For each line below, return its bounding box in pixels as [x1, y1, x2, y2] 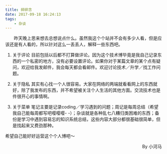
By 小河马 [142, 144, 162, 150]
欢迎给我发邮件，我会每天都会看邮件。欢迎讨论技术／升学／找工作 [21, 64, 157, 70]
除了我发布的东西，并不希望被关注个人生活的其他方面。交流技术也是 [21, 87, 161, 93]
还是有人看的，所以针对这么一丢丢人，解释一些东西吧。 [9, 42, 123, 48]
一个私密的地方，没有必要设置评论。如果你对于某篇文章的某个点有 [21, 58, 157, 64]
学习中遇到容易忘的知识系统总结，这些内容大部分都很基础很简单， [21, 116, 157, 122]
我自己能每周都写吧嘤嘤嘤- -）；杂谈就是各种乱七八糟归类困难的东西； [12, 110, 155, 116]
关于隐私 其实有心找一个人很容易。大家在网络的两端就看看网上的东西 [12, 81, 153, 87]
